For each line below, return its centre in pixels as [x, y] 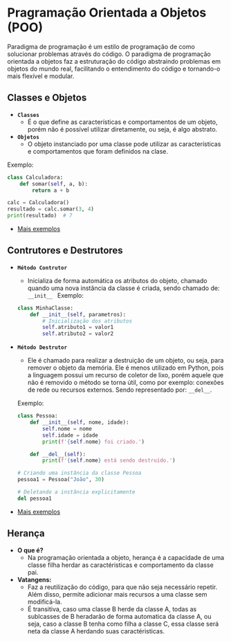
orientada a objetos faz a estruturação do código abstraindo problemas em [114, 61]
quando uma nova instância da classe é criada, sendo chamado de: [123, 288]
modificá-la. [45, 602]
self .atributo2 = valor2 [78, 334]
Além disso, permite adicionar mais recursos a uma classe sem [117, 594]
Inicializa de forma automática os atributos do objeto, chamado [117, 280]
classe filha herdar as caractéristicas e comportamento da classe [121, 565]
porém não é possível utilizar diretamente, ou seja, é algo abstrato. [122, 129]
